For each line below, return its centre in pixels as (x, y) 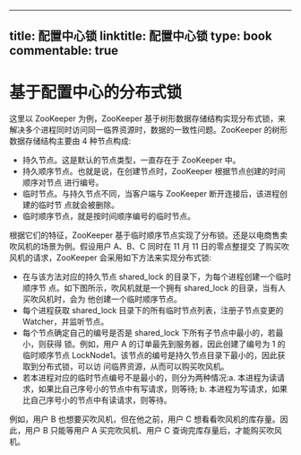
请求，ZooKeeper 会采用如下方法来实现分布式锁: (122, 258)
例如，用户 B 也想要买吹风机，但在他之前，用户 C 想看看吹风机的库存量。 (145, 419)
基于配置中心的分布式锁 (96, 92)
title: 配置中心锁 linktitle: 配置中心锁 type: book (141, 36)
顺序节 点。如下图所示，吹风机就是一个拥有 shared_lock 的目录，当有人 (154, 288)
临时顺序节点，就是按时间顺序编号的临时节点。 (108, 216)
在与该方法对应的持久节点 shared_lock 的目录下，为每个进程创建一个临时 (157, 277)
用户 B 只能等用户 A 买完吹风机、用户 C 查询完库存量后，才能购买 (146, 431)
